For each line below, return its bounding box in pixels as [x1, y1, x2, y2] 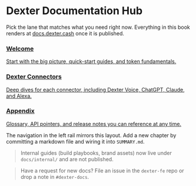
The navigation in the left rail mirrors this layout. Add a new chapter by [6, 131, 177, 139]
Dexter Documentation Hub [6, 4, 143, 18]
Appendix [6, 107, 35, 115]
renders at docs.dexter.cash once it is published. [6, 29, 125, 36]
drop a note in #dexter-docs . [20, 173, 89, 180]
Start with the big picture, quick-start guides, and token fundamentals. [6, 58, 177, 65]
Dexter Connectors [6, 72, 62, 81]
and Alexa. [6, 92, 32, 99]
